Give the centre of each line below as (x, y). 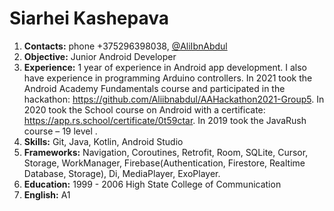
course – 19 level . (60, 131)
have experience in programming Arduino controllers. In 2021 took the (168, 78)
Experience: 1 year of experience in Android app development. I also (165, 67)
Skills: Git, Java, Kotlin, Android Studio (103, 141)
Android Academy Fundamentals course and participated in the (154, 88)
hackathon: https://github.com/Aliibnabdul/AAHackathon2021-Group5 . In (174, 99)
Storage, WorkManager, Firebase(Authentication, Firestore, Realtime (164, 163)
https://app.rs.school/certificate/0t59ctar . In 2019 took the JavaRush (165, 120)
